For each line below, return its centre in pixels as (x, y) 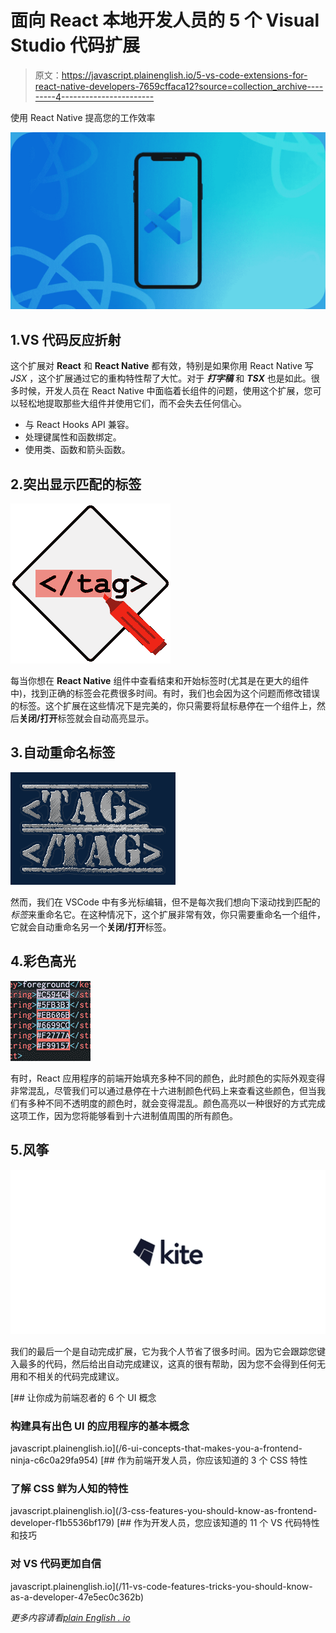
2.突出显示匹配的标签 (76, 484)
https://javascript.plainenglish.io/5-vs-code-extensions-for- (184, 75)
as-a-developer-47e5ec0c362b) (77, 1597)
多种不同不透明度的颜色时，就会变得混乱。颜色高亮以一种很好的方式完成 (176, 1103)
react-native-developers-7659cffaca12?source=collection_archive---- (179, 86)
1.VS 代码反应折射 (66, 339)
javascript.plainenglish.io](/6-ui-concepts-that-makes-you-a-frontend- (156, 1448)
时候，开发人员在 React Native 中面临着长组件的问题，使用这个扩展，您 (165, 391)
